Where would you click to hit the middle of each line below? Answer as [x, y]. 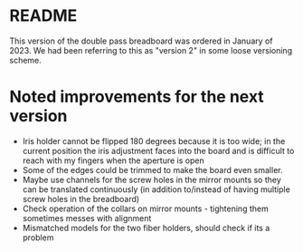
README [43, 16]
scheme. [26, 60]
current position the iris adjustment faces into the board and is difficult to [158, 150]
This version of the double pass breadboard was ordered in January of [141, 41]
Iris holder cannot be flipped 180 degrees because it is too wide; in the [154, 141]
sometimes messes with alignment [87, 218]
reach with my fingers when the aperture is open [114, 160]
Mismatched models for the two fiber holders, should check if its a [146, 228]
